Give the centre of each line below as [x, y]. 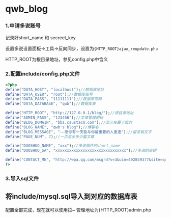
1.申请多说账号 [23, 26]
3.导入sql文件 [22, 178]
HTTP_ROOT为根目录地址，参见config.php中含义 [57, 60]
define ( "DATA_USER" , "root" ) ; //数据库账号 [49, 94]
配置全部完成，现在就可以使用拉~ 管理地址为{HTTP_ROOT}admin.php [78, 210]
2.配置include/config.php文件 [43, 74]
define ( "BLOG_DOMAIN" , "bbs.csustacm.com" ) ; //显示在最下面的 [69, 122]
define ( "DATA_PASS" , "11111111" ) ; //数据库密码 [53, 99]
